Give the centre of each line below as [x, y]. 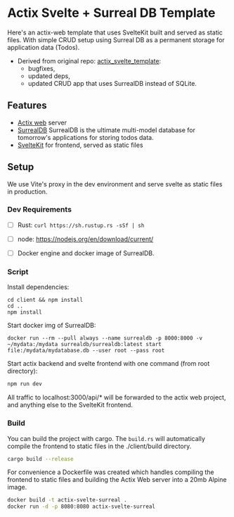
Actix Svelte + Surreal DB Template [111, 13]
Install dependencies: [38, 287]
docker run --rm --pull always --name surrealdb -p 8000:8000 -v [105, 338]
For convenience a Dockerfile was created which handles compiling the [111, 472]
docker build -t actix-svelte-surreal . [67, 500]
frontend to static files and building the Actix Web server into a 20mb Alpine [117, 480]
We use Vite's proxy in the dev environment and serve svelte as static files [115, 184]
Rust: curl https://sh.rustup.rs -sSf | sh [81, 225]
